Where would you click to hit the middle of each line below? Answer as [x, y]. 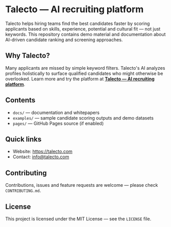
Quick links [23, 139]
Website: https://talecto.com [43, 152]
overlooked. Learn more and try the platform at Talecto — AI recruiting [80, 79]
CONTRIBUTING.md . [23, 191]
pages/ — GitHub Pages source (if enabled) [58, 123]
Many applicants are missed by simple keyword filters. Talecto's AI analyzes [85, 68]
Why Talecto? [28, 56]
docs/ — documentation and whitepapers [56, 112]
